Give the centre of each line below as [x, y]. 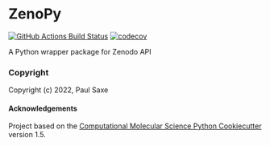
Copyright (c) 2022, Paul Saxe [58, 90]
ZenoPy [35, 14]
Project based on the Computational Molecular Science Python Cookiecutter [135, 126]
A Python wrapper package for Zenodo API [80, 51]
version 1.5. [27, 135]
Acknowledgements [43, 108]
